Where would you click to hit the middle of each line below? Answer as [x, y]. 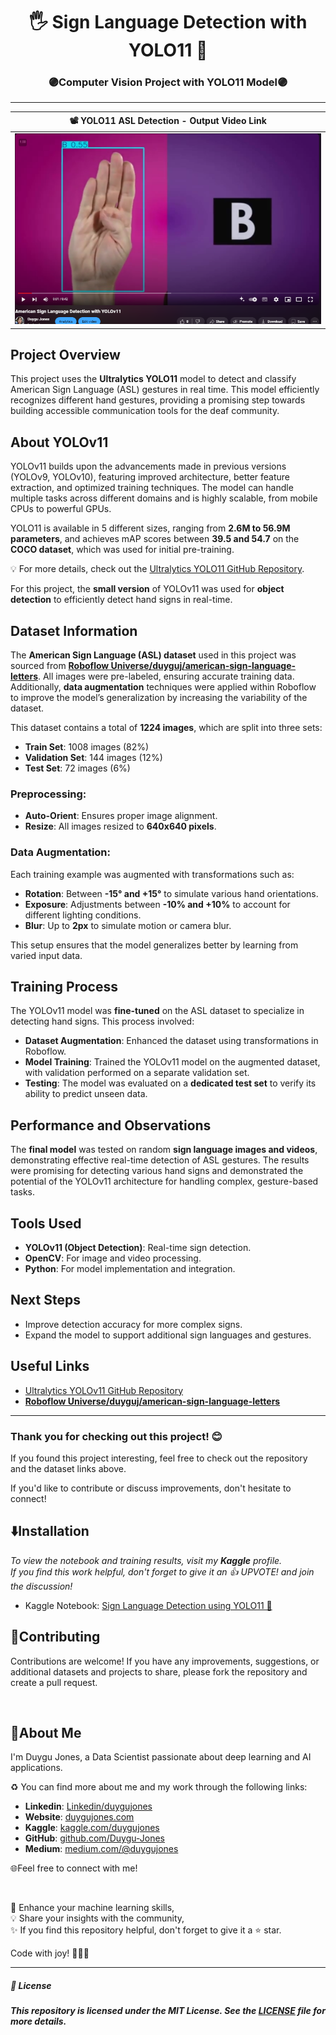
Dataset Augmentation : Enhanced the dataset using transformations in [171, 1041]
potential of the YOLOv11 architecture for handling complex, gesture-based [164, 1181]
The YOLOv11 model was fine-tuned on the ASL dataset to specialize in [157, 1011]
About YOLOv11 [59, 442]
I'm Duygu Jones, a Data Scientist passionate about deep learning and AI [161, 1757]
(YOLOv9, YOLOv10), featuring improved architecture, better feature [150, 477]
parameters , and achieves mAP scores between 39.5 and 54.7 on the [155, 539]
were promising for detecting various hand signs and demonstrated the [157, 1171]
